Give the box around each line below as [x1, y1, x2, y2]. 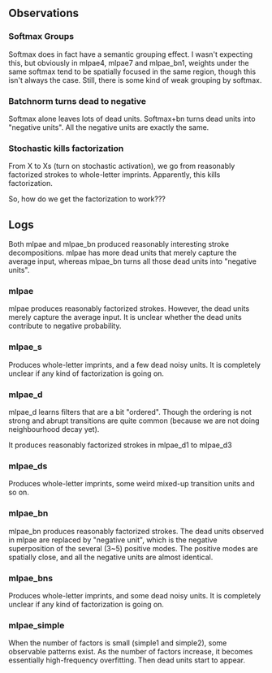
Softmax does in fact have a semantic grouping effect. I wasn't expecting [8, 49, 253, 59]
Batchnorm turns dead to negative [8, 95, 147, 106]
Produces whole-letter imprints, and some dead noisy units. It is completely [8, 590, 261, 600]
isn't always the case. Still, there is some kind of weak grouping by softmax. [8, 75, 262, 84]
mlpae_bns [8, 572, 54, 584]
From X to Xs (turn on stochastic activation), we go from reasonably [8, 162, 235, 171]
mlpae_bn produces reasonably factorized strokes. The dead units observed [8, 526, 264, 536]
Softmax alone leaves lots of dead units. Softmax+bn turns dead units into [8, 114, 256, 123]
